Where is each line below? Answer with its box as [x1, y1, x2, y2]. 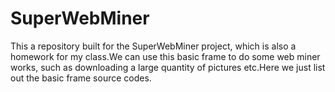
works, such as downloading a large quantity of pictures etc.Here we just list [10, 61, 326, 73]
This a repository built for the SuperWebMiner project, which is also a [10, 40, 297, 52]
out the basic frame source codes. [10, 72, 152, 84]
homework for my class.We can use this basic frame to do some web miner [10, 50, 321, 62]
